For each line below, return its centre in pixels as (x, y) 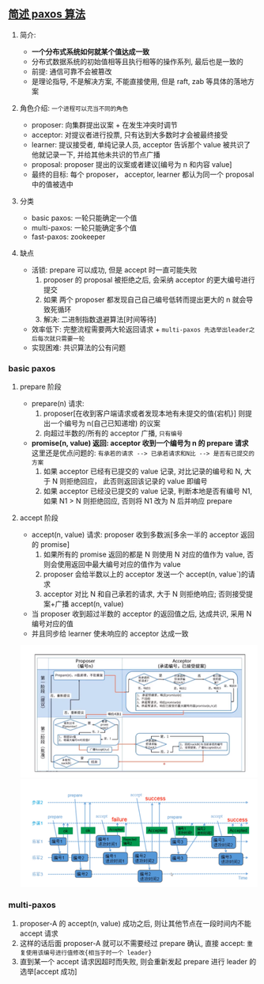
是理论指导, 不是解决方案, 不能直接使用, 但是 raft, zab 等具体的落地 (139, 81)
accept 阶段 (39, 518)
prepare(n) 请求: (58, 404)
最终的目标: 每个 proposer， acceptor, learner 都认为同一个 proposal (143, 174)
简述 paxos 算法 (47, 14)
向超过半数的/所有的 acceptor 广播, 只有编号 (113, 433)
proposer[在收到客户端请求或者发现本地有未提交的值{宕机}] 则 (144, 413)
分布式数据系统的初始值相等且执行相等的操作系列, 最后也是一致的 (137, 61)
